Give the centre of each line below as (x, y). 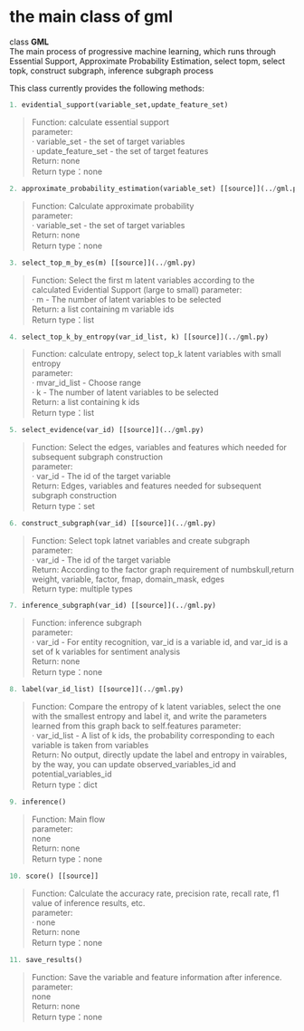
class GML (29, 42)
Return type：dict (64, 785)
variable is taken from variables (90, 745)
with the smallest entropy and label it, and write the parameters (149, 716)
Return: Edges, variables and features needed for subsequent (147, 486)
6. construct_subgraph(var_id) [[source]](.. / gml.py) (113, 524)
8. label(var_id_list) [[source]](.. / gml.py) (96, 689)
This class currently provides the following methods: (107, 88)
